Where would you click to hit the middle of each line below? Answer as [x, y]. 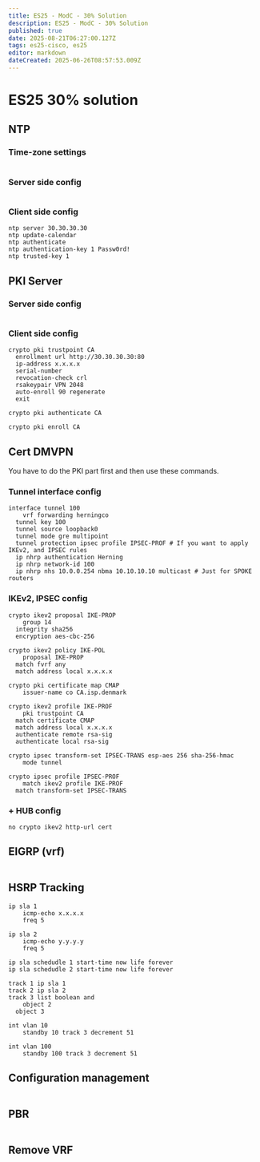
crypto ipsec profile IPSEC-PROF [64, 777]
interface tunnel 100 [44, 508]
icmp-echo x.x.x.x [53, 913]
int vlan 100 [30, 1047]
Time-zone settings [47, 152]
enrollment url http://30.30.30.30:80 [80, 357]
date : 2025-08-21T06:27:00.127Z [62, 38]
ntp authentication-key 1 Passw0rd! [69, 249]
